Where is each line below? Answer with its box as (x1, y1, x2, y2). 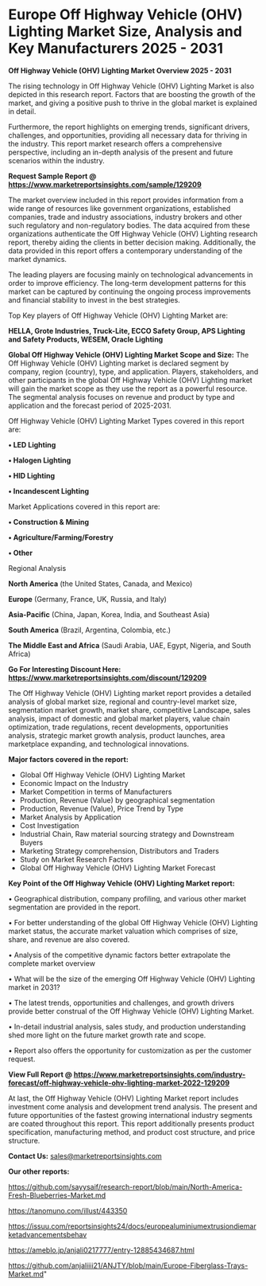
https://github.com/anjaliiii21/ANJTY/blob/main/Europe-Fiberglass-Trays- (8, 1261, 249, 1270)
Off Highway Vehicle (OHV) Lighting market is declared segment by (8, 358, 229, 368)
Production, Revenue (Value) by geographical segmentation (19, 795, 216, 805)
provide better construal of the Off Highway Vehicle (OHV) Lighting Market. (8, 1006, 254, 1016)
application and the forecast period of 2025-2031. (8, 401, 172, 410)
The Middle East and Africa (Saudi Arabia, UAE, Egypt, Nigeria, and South (8, 640, 252, 650)
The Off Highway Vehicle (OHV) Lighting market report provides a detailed (8, 688, 252, 698)
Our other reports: (8, 1167, 70, 1176)
